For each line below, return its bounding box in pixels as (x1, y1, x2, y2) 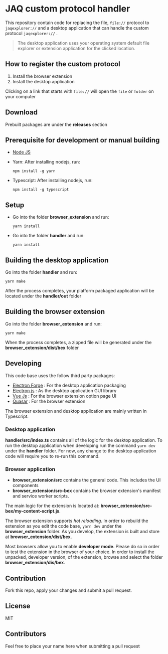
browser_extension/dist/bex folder (5, 345, 79, 351)
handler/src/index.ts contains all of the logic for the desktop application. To (5, 437, 163, 443)
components (12, 482, 39, 488)
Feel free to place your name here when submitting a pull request (5, 643, 140, 649)
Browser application (5, 465, 56, 472)
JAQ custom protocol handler (5, 3, 130, 15)
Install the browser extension (12, 73, 73, 79)
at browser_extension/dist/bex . (5, 534, 72, 540)
